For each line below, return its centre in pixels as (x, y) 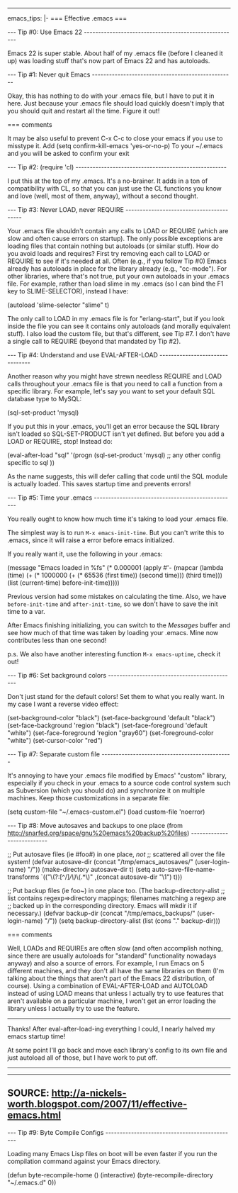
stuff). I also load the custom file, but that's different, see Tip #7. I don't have (119, 334)
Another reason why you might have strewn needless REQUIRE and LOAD (114, 376)
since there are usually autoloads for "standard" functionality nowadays (112, 956)
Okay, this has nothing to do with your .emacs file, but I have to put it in (111, 96)
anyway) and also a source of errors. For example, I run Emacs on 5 (106, 963)
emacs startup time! (36, 1036)
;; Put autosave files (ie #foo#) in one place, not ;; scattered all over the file (116, 854)
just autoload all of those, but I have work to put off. (83, 1058)
